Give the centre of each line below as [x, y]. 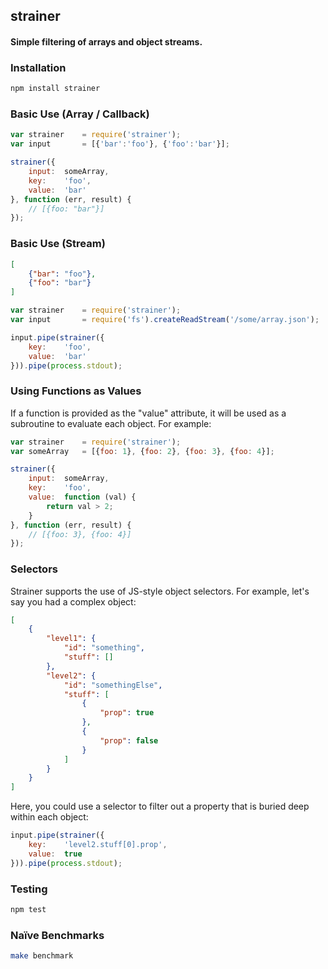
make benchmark [42, 956]
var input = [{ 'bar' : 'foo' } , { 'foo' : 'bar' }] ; [120, 144]
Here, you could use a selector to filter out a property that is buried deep [160, 806]
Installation [38, 67]
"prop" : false [129, 740]
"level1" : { [71, 639]
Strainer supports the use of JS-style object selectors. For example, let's [160, 591]
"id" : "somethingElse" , [113, 685]
